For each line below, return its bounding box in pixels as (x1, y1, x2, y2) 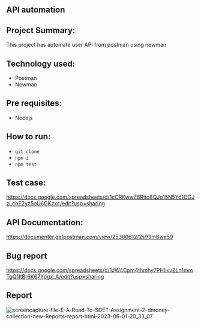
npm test (14, 161, 37, 168)
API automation (6, 5, 65, 15)
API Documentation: (6, 217, 83, 228)
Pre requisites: (6, 98, 62, 109)
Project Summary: (6, 25, 76, 35)
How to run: (6, 131, 51, 142)
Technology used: (6, 58, 76, 68)
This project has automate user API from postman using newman (6, 41, 167, 49)
